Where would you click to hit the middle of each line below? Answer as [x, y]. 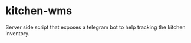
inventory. [18, 33]
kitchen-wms [39, 11]
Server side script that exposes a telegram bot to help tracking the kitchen [96, 27]
